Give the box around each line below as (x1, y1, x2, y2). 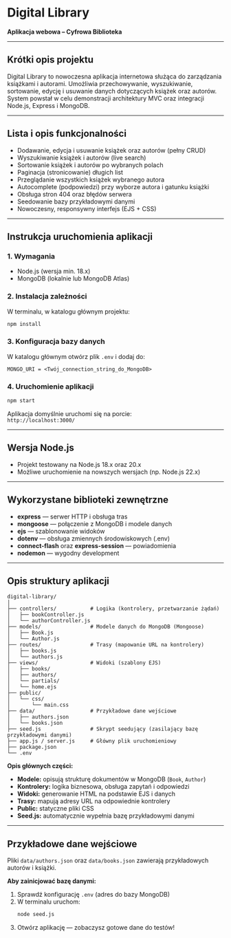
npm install (7, 320, 41, 327)
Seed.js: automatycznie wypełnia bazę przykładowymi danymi (16, 811, 195, 820)
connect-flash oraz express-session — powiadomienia (16, 541, 177, 549)
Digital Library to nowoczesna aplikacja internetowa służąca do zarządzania (7, 72, 222, 80)
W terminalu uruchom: (16, 897, 80, 906)
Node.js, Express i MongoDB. (7, 101, 90, 109)
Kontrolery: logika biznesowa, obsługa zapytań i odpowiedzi (16, 783, 190, 791)
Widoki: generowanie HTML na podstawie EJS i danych (16, 789, 175, 798)
